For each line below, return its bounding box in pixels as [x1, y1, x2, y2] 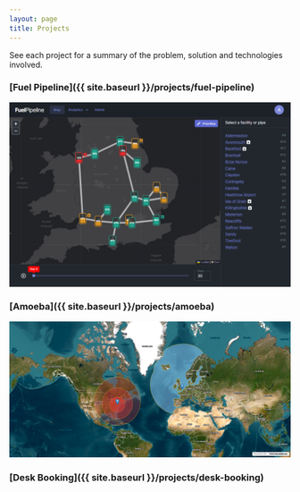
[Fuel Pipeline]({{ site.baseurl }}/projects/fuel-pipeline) [9, 81, 255, 94]
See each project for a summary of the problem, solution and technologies [9, 49, 283, 60]
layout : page [9, 14, 58, 23]
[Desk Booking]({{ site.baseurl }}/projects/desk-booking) [9, 471, 264, 484]
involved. [9, 59, 43, 70]
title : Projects [9, 23, 70, 33]
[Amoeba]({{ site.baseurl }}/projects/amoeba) [9, 301, 215, 313]
